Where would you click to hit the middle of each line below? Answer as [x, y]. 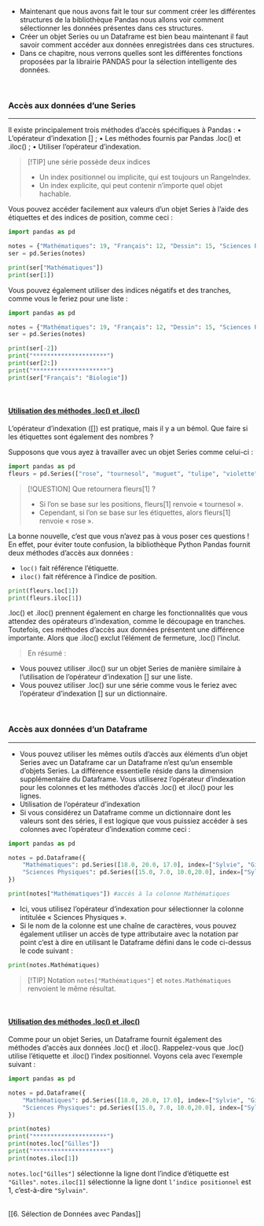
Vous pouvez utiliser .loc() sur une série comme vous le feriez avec [128, 685]
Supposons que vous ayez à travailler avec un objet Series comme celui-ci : [131, 452]
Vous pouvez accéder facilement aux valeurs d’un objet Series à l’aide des [128, 209]
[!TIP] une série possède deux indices [89, 162]
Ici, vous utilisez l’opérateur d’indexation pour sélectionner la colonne [132, 909]
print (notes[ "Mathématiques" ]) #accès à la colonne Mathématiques [119, 894]
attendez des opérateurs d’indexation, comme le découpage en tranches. [127, 622]
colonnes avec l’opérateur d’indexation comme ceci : [105, 829]
